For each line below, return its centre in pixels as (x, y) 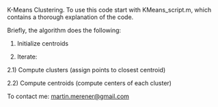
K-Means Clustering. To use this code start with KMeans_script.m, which (109, 10)
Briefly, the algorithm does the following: (64, 30)
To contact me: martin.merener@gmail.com (68, 96)
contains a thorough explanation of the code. (70, 17)
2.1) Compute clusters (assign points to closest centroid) (86, 70)
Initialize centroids (43, 43)
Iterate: (27, 57)
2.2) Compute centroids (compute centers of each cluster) (90, 83)
